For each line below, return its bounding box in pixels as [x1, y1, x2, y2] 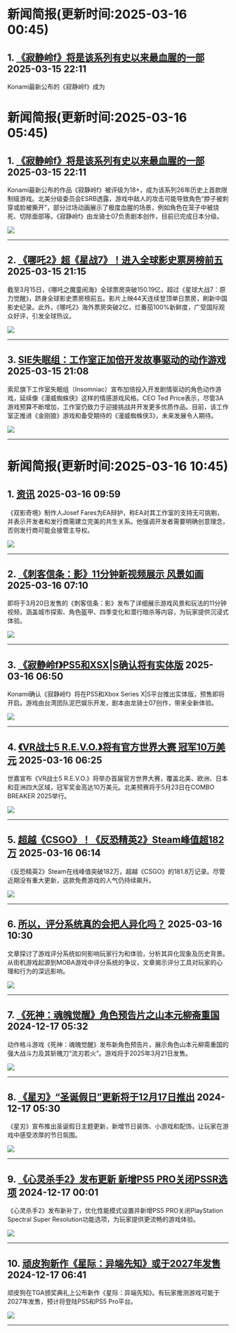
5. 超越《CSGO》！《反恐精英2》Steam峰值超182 [7, 834, 225, 846]
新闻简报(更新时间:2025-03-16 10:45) [7, 458, 228, 474]
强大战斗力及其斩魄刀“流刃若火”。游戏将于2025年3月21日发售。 [7, 1048, 192, 1058]
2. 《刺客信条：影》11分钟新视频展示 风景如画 [7, 568, 204, 580]
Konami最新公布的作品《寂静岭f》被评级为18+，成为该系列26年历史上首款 [7, 186, 222, 194]
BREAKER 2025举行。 [7, 792, 71, 800]
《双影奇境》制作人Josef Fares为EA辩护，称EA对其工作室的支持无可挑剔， [7, 508, 223, 516]
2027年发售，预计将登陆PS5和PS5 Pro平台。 [7, 1297, 137, 1306]
